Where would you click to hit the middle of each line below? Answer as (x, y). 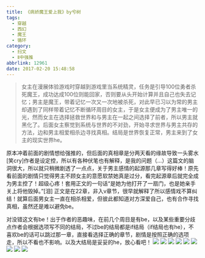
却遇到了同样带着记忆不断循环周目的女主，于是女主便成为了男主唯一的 (110, 110)
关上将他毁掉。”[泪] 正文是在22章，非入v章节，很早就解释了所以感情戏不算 (99, 191)
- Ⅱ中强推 (23, 57)
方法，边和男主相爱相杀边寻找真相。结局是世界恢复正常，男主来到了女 (110, 132)
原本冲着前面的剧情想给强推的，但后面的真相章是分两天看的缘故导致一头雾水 (103, 153)
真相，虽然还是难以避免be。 (42, 206)
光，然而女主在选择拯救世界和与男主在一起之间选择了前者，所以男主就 (110, 117)
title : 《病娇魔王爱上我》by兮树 (44, 12)
